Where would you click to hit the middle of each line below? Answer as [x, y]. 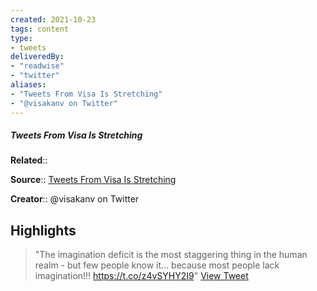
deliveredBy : [37, 57]
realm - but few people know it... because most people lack [157, 265]
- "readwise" [37, 66]
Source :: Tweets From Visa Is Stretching [93, 180]
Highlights [43, 230]
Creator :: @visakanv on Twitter [75, 199]
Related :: [29, 160]
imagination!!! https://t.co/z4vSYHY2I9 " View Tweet [141, 276]
